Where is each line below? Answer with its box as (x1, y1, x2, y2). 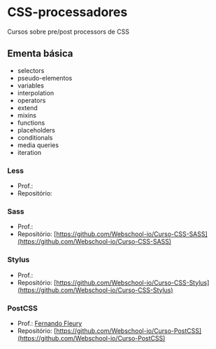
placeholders (17, 125, 56, 134)
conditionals (17, 133, 53, 142)
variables (17, 81, 44, 90)
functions (17, 118, 45, 127)
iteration (17, 148, 42, 156)
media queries (17, 141, 59, 149)
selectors (17, 66, 45, 74)
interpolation (17, 88, 55, 97)
